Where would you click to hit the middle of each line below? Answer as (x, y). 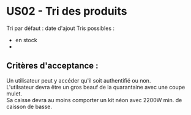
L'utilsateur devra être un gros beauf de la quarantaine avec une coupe (96, 87)
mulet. (14, 94)
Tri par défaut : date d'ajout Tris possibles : (61, 28)
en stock (26, 40)
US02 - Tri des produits (67, 11)
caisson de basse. (29, 106)
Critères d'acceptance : (53, 66)
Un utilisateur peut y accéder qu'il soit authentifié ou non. (79, 80)
